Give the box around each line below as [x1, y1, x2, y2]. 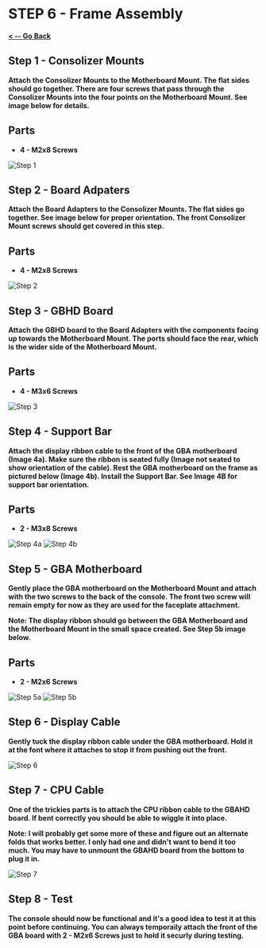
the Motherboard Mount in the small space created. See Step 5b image [8, 624, 246, 634]
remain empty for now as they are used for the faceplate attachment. [8, 600, 241, 610]
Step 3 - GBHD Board [8, 304, 114, 318]
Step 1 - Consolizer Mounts [8, 54, 145, 68]
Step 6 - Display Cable [8, 716, 121, 729]
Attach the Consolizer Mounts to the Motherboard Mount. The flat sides [8, 75, 250, 84]
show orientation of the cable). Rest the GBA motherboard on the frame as [8, 462, 258, 472]
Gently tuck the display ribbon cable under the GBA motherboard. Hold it [8, 736, 253, 746]
